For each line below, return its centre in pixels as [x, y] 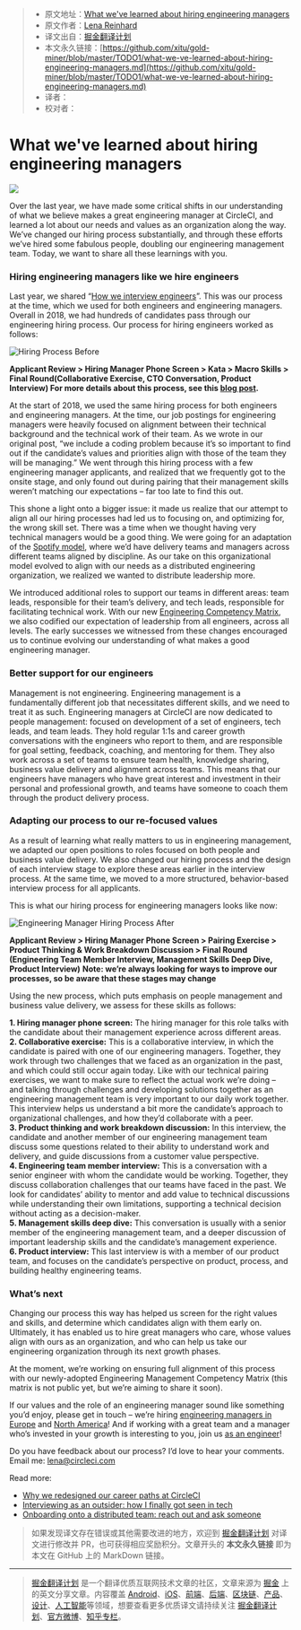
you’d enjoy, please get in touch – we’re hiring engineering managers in [141, 1415]
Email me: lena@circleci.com [62, 1460]
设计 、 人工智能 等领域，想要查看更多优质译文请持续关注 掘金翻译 [150, 1606]
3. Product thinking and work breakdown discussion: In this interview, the [148, 1127]
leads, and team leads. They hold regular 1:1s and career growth [127, 731]
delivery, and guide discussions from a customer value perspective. [134, 1155]
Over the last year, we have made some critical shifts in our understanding [146, 205]
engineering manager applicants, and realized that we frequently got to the [147, 472]
